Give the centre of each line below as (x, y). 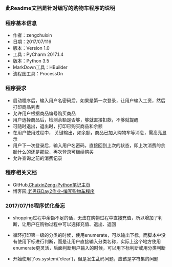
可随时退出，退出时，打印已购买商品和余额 (58, 126)
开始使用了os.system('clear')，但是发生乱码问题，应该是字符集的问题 (85, 259)
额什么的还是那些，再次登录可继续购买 (53, 152)
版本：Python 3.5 (31, 61)
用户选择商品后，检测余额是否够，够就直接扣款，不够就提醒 (76, 119)
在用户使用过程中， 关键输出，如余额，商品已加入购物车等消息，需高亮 (87, 132)
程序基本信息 (21, 23)
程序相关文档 (21, 173)
